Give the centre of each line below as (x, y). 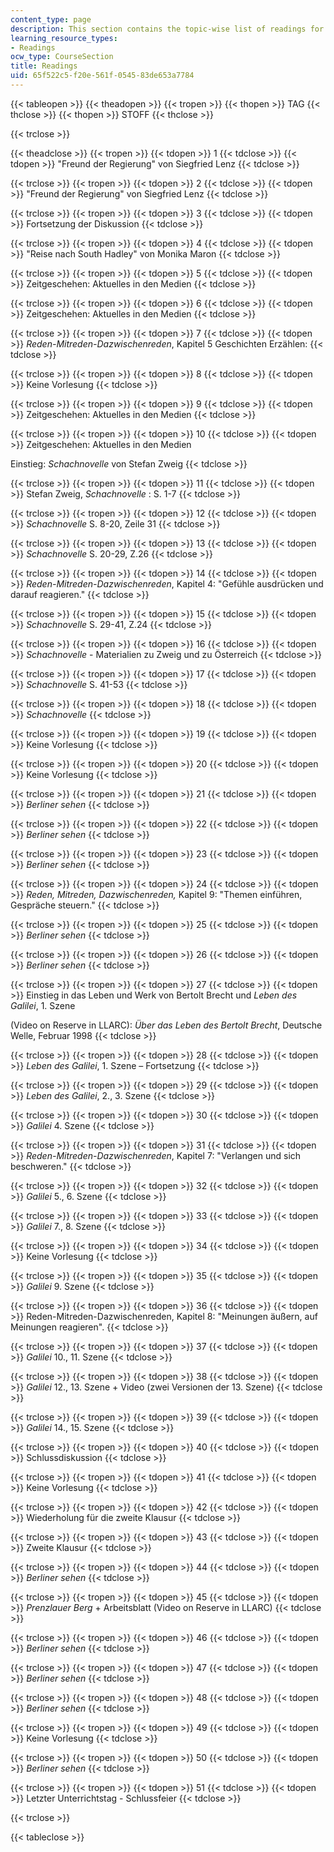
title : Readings (44, 66)
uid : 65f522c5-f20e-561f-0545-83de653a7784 (102, 76)
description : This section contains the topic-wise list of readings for (167, 29)
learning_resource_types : (64, 38)
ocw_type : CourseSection (62, 57)
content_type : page (51, 19)
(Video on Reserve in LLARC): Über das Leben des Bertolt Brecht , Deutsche (166, 1025)
